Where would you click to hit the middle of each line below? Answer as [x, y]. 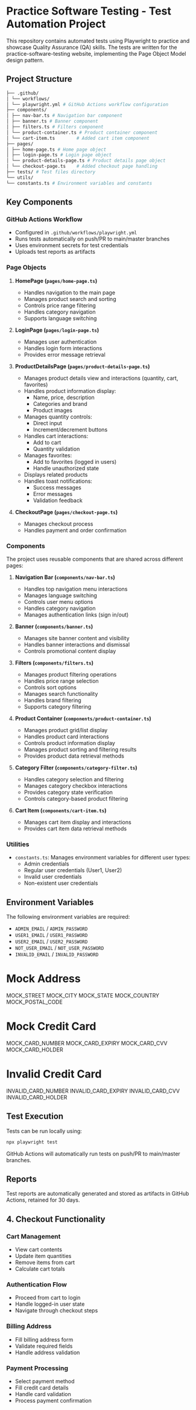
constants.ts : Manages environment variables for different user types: [103, 858]
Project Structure [39, 79]
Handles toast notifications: [58, 481]
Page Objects [26, 268]
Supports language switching [60, 318]
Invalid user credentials [53, 877]
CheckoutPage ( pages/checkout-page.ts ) [66, 512]
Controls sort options [50, 687]
